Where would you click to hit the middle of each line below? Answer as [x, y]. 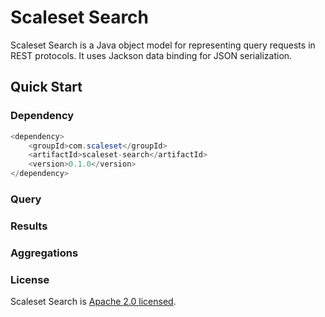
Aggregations [44, 253]
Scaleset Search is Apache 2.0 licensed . [93, 302]
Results [29, 226]
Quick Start [46, 87]
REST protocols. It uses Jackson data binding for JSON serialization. [151, 55]
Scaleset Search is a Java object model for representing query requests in [163, 45]
